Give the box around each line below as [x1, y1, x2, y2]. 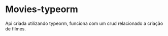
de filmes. [5, 25, 26, 31]
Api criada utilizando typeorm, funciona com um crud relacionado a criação [5, 20, 163, 26]
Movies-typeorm [5, 4, 78, 15]
